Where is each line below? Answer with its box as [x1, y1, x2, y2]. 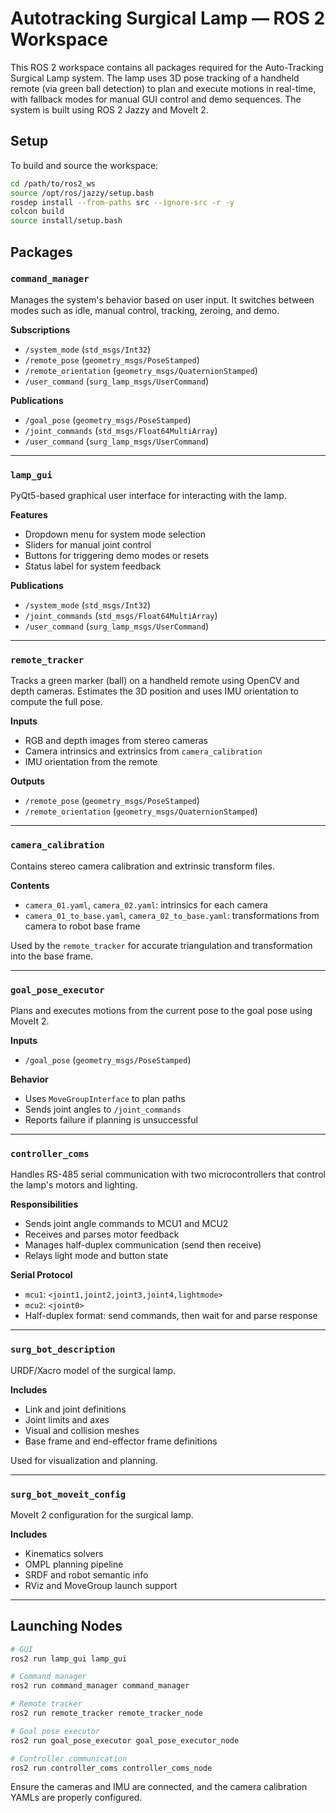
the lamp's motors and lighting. [10, 1179, 138, 1191]
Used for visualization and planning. [10, 1454, 158, 1466]
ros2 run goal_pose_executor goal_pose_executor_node [10, 1735, 240, 1746]
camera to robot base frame [24, 920, 141, 932]
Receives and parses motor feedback [24, 1228, 180, 1241]
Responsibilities [10, 1198, 79, 1211]
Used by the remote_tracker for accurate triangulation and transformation [10, 939, 313, 951]
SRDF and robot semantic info [24, 1568, 149, 1581]
